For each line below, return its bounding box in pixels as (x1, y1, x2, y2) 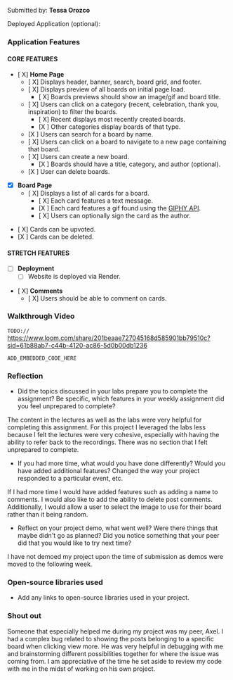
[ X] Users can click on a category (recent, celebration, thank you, (27, 100, 219, 108)
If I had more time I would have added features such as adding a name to (7, 488, 218, 496)
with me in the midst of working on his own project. (7, 665, 156, 673)
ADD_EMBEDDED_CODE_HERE (7, 355, 77, 362)
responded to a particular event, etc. (17, 474, 124, 483)
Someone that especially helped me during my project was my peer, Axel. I (7, 627, 223, 636)
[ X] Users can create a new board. (27, 153, 130, 161)
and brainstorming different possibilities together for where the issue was (7, 649, 220, 657)
